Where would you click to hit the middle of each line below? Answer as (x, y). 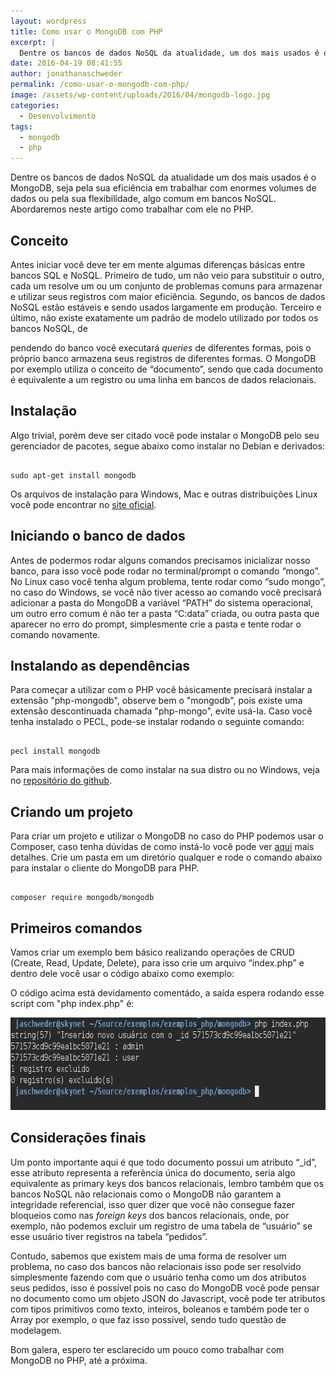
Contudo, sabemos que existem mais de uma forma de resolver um (148, 1256)
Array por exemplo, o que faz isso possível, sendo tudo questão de (148, 1319)
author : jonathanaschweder (66, 74)
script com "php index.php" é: (72, 1003)
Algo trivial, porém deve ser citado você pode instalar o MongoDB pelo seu (165, 435)
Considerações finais (78, 1138)
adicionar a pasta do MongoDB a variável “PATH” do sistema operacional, (161, 602)
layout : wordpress (48, 21)
